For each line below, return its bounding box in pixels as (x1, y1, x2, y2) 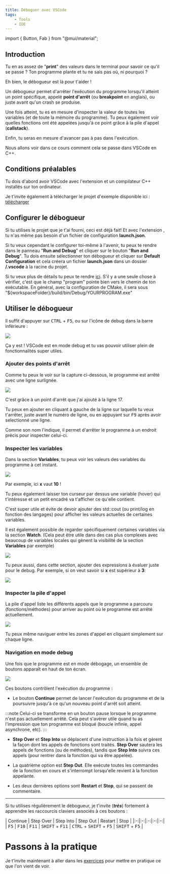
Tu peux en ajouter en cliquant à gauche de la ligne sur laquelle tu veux (5, 406, 154, 412)
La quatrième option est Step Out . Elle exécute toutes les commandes (12, 762, 158, 768)
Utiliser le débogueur (5, 304, 73, 313)
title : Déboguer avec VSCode (5, 7, 67, 13)
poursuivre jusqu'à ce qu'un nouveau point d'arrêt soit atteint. (12, 700, 142, 706)
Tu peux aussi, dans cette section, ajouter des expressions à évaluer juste (5, 562, 159, 568)
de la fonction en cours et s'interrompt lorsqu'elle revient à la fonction (12, 767, 158, 773)
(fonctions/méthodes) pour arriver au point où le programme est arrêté (5, 606, 153, 612)
